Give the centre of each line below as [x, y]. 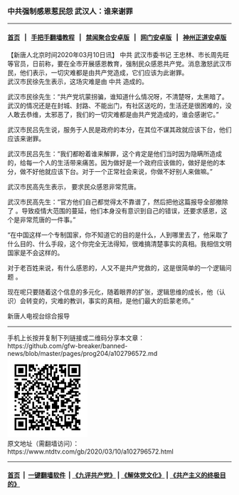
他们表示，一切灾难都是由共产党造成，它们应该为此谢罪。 [104, 72]
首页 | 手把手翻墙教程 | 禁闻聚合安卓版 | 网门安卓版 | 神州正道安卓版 [117, 37]
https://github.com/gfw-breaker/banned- [68, 346]
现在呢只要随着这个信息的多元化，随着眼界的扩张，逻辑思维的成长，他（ [113, 292]
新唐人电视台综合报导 [38, 316]
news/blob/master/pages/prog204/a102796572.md [83, 353]
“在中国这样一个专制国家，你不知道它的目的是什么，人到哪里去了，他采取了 [118, 235]
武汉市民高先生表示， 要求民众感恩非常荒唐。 [74, 186]
